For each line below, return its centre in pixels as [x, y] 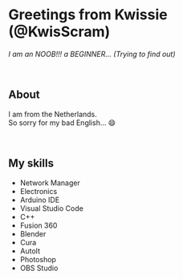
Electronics [39, 191]
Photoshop [38, 259]
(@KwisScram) [59, 32]
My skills [31, 163]
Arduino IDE [40, 200]
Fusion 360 [39, 225]
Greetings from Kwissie [88, 15]
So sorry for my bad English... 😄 [62, 123]
